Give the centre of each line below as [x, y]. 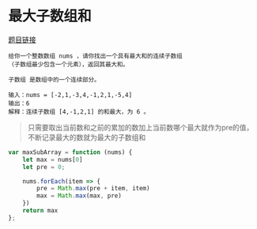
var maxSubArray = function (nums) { [70, 152]
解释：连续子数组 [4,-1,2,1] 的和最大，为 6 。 [79, 111]
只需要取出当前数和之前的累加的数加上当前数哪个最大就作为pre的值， [140, 127]
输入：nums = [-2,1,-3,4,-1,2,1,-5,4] [70, 95]
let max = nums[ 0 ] [53, 160]
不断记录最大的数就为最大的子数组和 [87, 137]
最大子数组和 [50, 16]
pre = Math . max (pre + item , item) [93, 189]
